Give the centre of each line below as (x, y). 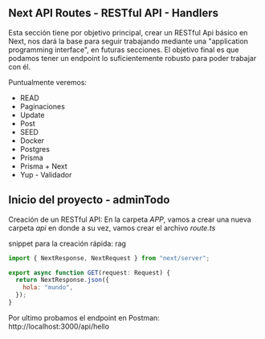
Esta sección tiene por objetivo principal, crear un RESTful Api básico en (128, 32)
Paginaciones (43, 106)
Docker (32, 141)
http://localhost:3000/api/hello (59, 326)
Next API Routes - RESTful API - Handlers (114, 13)
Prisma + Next (44, 166)
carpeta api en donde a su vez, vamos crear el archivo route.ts (112, 227)
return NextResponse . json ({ (63, 280)
